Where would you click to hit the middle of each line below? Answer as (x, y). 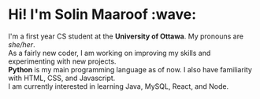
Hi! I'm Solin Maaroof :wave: (102, 15)
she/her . (22, 44)
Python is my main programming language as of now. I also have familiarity (130, 69)
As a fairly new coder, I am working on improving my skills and (110, 53)
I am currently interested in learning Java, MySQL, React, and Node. (119, 86)
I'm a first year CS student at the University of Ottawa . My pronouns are (126, 36)
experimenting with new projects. (62, 61)
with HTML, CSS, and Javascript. (62, 78)
